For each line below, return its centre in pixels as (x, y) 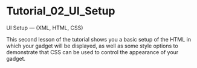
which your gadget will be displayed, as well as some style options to (92, 46)
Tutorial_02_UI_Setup (61, 11)
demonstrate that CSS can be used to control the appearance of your (92, 52)
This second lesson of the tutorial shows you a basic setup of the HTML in (99, 39)
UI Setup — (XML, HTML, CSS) (45, 28)
